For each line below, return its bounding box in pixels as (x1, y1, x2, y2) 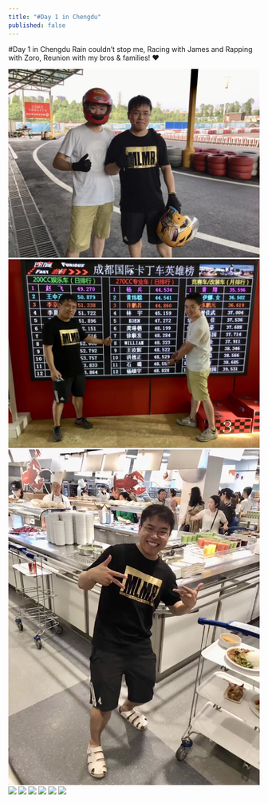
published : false (8, 21, 66, 30)
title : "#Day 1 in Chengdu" (8, 13, 102, 21)
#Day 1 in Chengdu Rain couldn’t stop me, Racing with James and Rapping (8, 44, 253, 54)
